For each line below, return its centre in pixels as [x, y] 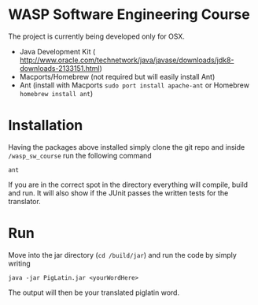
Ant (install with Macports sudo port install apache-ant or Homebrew [135, 85]
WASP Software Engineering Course [129, 15]
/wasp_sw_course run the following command [80, 155]
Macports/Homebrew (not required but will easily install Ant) [117, 76]
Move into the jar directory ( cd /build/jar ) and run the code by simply [123, 255]
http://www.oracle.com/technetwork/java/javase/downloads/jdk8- [127, 60]
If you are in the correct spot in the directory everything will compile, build [128, 184]
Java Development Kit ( [57, 51]
